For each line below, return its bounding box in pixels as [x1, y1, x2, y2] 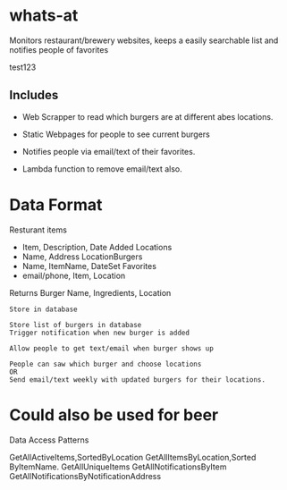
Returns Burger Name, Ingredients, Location [9, 287, 172, 298]
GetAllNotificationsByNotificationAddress [9, 470, 162, 481]
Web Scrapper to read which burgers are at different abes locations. [21, 111, 274, 122]
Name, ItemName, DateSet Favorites [21, 260, 156, 271]
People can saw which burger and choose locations [9, 359, 202, 368]
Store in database [9, 305, 78, 314]
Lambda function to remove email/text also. [21, 163, 183, 174]
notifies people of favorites [9, 44, 109, 55]
